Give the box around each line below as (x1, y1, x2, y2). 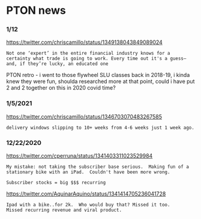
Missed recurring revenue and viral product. (6, 207, 122, 214)
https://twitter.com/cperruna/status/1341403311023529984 (6, 152, 153, 159)
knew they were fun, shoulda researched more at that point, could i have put (6, 78, 195, 85)
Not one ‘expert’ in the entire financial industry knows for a (6, 51, 170, 57)
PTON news (6, 4, 66, 17)
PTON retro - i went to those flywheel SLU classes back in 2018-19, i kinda (6, 72, 190, 79)
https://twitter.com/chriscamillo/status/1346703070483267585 (6, 113, 162, 120)
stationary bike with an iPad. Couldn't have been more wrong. (6, 169, 170, 175)
